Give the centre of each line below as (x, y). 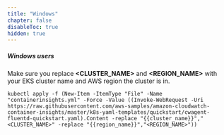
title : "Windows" (33, 14)
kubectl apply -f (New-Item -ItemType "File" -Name (85, 94)
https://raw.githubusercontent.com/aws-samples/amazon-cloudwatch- (109, 106)
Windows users (31, 56)
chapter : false (30, 20)
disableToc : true (33, 27)
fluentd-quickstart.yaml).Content (58, 119)
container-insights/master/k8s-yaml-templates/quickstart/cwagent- (109, 112)
